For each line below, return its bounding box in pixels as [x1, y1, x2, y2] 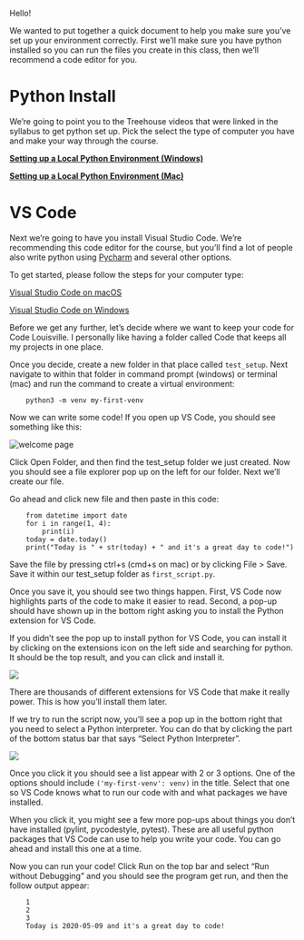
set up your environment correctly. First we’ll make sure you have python [9, 35, 282, 45]
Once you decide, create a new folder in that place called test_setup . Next [9, 359, 289, 370]
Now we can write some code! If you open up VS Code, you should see [9, 411, 276, 422]
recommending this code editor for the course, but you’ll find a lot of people [9, 242, 293, 252]
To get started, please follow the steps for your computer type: [9, 269, 244, 280]
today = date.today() [25, 535, 107, 544]
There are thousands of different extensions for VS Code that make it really [9, 686, 290, 698]
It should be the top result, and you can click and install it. [9, 651, 225, 662]
